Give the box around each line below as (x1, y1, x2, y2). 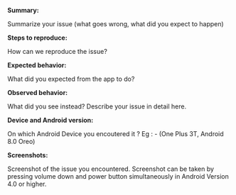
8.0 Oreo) (7, 138, 36, 145)
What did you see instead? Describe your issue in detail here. (7, 102, 187, 111)
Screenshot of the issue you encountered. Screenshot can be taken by (7, 165, 215, 173)
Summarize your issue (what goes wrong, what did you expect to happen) (7, 20, 224, 28)
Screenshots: (7, 151, 48, 159)
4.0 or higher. (7, 180, 47, 188)
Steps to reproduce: (7, 33, 68, 42)
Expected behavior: (7, 61, 67, 69)
